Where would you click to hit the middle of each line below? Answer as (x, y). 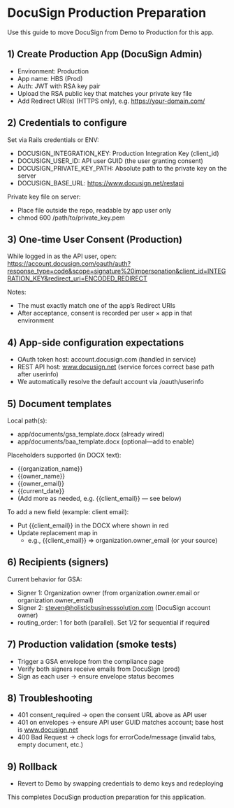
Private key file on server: (44, 197)
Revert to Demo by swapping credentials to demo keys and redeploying (120, 784)
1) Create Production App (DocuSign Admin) (105, 54)
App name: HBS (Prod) (50, 78)
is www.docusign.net (47, 730)
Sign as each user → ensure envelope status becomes (96, 676)
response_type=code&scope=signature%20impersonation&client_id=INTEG (117, 271)
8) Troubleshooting (50, 699)
